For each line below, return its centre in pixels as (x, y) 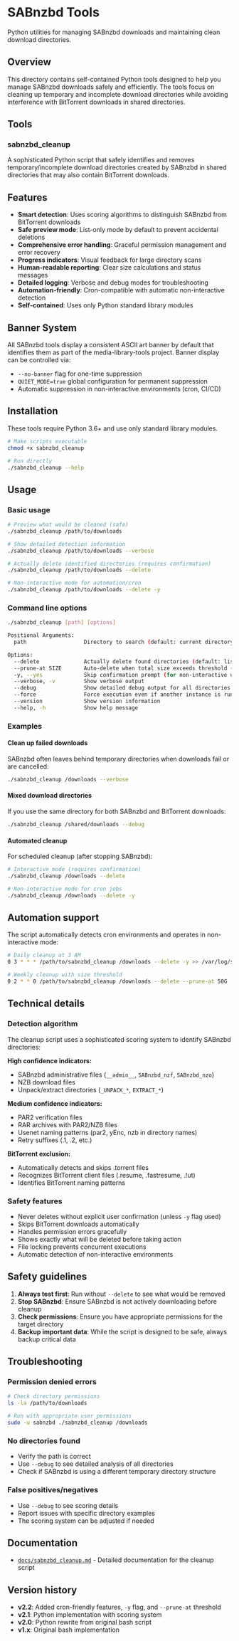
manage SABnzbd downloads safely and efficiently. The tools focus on (111, 87)
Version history (42, 1590)
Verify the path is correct (54, 1457)
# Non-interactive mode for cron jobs (65, 889)
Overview (30, 62)
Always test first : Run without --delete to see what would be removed (121, 1294)
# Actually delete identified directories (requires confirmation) (110, 564)
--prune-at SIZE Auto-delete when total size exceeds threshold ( (124, 668)
